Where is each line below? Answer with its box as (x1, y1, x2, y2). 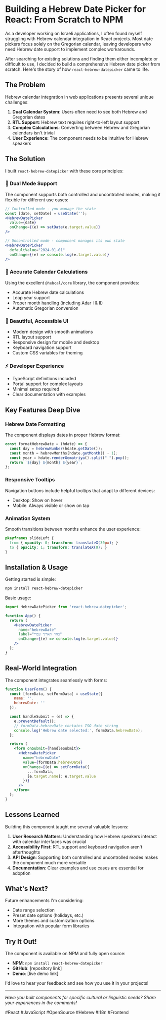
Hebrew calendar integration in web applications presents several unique (5, 94, 154, 100)
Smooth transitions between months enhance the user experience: (5, 526, 141, 532)
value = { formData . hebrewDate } (23, 760, 83, 765)
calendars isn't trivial (12, 130, 55, 136)
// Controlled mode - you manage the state (5, 206, 96, 211)
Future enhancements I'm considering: (5, 898, 84, 904)
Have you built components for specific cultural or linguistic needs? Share (5, 995, 156, 1001)
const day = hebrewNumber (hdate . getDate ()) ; (9, 446, 103, 451)
